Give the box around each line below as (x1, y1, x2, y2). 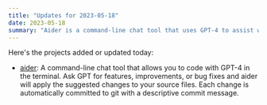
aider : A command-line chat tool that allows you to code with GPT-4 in (19, 63, 250, 73)
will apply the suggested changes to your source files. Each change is (19, 80, 249, 89)
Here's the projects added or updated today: (8, 48, 154, 58)
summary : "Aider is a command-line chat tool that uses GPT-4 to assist (8, 26, 254, 34)
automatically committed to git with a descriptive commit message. (19, 88, 240, 98)
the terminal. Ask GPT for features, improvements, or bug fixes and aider (19, 72, 258, 81)
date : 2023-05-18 (8, 19, 66, 27)
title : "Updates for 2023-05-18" (8, 11, 119, 20)
